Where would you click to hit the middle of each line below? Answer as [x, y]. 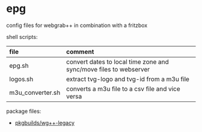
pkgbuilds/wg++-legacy [45, 122]
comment [80, 52]
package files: [24, 111]
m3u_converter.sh [35, 92]
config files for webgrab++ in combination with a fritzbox [77, 25]
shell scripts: [22, 37]
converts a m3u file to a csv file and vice [123, 89]
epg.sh [19, 65]
